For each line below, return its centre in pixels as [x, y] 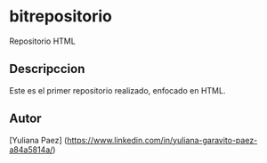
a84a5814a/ [31, 150]
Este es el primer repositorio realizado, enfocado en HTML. [117, 90]
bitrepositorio [61, 16]
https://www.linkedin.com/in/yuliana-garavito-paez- [162, 140]
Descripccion [47, 69]
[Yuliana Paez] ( [38, 140]
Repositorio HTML [42, 41]
